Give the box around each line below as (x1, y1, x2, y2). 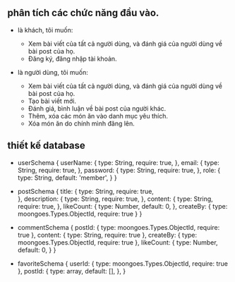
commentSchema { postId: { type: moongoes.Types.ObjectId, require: (17, 223, 220, 231)
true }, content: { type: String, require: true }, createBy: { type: (17, 231, 198, 239)
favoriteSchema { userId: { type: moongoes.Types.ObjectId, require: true (17, 259, 228, 268)
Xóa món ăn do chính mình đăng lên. (28, 119, 135, 128)
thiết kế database (7, 140, 86, 152)
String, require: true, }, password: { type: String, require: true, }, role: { (17, 166, 221, 174)
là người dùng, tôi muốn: (17, 68, 88, 76)
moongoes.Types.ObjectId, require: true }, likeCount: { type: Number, (17, 238, 218, 247)
